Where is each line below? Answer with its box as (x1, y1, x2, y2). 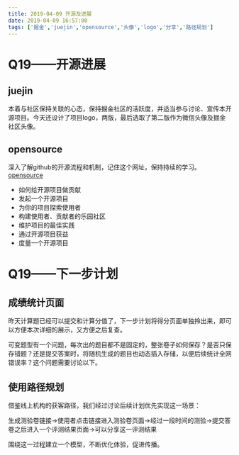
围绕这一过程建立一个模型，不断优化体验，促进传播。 (8, 440, 164, 449)
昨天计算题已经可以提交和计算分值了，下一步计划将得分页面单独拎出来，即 (8, 317, 226, 325)
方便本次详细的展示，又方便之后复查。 (13, 325, 126, 334)
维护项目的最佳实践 (18, 221, 75, 230)
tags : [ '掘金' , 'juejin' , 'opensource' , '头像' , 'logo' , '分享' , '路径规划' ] (8, 23, 213, 30)
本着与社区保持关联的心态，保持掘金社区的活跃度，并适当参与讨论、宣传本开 (8, 104, 232, 113)
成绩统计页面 (8, 296, 65, 308)
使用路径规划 (8, 381, 65, 393)
